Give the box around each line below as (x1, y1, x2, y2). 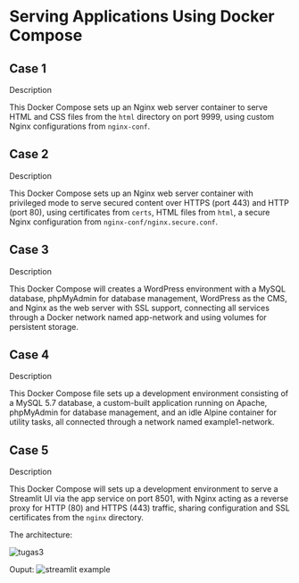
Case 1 (9, 61, 47, 76)
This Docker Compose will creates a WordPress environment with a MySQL (9, 283, 287, 294)
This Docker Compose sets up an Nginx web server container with (9, 188, 253, 199)
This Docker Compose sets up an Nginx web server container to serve (9, 102, 268, 113)
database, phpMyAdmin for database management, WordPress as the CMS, (9, 292, 287, 303)
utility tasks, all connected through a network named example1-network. (9, 417, 275, 427)
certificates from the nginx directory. (9, 512, 145, 523)
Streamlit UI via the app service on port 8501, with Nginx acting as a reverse (9, 494, 288, 504)
